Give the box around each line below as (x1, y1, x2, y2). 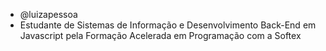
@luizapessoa (19, 9, 78, 20)
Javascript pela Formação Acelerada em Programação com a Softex (19, 30, 302, 41)
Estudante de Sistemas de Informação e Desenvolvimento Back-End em (19, 19, 317, 31)
